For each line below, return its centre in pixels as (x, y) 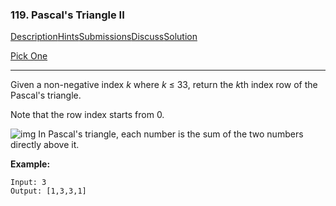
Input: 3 (28, 183)
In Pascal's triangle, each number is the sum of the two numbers (171, 134)
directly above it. (45, 145)
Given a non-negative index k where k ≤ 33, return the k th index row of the (164, 85)
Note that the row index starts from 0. (87, 115)
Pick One (29, 56)
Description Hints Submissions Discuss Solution (104, 37)
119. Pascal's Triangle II (67, 15)
